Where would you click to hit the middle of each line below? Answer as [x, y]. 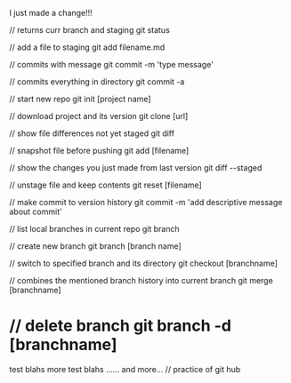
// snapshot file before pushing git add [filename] [99, 151]
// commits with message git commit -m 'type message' [111, 64]
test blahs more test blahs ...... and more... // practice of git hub [125, 369]
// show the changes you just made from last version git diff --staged [136, 168]
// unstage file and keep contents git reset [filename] [105, 185]
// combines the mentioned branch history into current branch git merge [141, 280]
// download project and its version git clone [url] [99, 116]
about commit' [36, 211]
